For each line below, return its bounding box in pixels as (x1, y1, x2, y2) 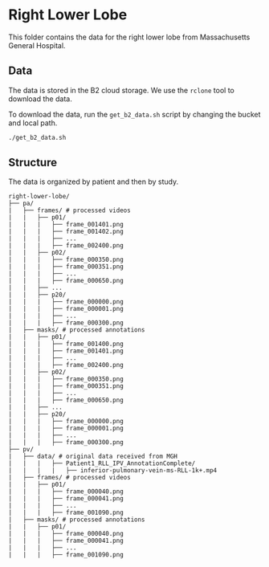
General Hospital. (8, 40, 66, 50)
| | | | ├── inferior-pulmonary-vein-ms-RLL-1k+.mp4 (8, 467, 218, 475)
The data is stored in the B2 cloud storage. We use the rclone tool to (8, 85, 234, 95)
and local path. (8, 118, 58, 128)
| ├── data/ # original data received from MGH (8, 452, 178, 461)
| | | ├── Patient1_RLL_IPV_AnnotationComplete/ (8, 459, 196, 467)
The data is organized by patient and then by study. (8, 177, 179, 186)
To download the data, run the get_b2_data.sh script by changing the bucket (8, 109, 261, 119)
